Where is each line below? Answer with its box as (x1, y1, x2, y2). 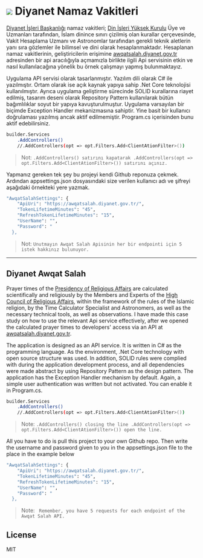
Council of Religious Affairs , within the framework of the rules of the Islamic (6, 297, 195, 305)
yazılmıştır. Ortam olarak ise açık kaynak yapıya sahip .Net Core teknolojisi (6, 81, 191, 88)
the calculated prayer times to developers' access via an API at (6, 323, 163, 331)
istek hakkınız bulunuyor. (21, 247, 89, 253)
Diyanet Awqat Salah (6, 268, 86, 279)
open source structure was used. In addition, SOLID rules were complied (6, 354, 187, 362)
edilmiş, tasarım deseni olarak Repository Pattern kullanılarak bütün (6, 94, 174, 101)
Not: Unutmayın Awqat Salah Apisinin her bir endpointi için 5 (21, 240, 182, 247)
